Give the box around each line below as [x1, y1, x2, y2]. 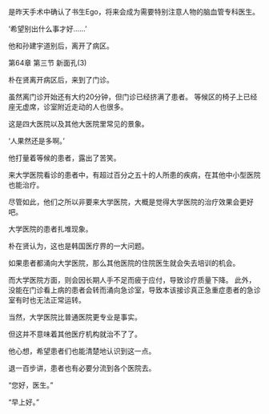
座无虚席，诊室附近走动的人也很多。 [8, 102, 128, 111]
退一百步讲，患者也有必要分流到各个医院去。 [8, 364, 156, 372]
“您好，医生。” [8, 380, 54, 390]
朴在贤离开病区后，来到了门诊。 [8, 75, 114, 84]
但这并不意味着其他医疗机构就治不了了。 [8, 329, 142, 339]
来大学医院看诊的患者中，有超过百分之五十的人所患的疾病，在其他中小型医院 [8, 171, 261, 179]
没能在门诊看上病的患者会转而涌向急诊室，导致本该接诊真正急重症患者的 [8, 285, 247, 295]
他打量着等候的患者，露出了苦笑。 [8, 153, 121, 163]
